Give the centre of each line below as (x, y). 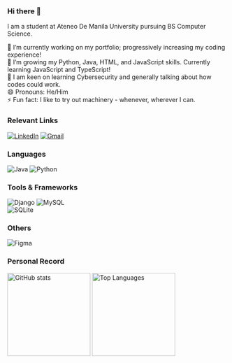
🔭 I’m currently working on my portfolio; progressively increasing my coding (116, 48)
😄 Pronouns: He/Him (38, 92)
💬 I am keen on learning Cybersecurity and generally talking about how (109, 77)
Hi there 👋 (24, 11)
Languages (27, 154)
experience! (24, 55)
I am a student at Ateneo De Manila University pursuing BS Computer (107, 27)
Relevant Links (32, 120)
